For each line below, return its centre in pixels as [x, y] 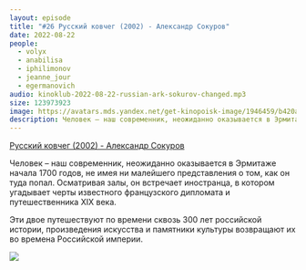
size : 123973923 [40, 103]
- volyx [32, 52]
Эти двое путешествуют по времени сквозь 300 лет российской [136, 220]
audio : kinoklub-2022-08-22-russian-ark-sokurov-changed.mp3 [128, 94]
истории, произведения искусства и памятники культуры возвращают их [153, 230]
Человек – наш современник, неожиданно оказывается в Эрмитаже [143, 163]
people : [24, 43]
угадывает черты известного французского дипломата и [120, 192]
